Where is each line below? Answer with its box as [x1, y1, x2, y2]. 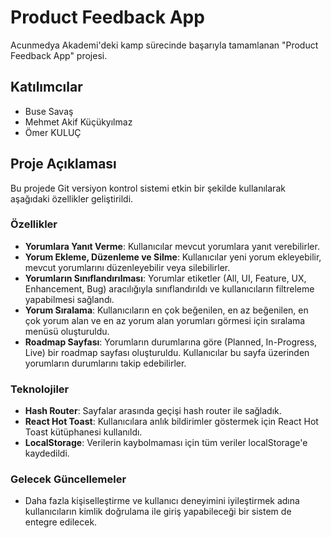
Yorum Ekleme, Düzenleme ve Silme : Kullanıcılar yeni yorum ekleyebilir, [24, 251, 322, 263]
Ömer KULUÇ [24, 126, 82, 138]
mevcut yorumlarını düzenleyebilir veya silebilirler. [24, 261, 231, 273]
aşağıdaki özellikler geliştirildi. [10, 192, 134, 205]
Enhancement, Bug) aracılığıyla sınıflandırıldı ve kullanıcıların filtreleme [24, 282, 315, 295]
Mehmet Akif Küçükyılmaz [24, 116, 133, 128]
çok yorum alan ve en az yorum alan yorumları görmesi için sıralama [24, 314, 306, 326]
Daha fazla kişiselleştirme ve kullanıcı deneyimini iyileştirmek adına [24, 495, 300, 507]
